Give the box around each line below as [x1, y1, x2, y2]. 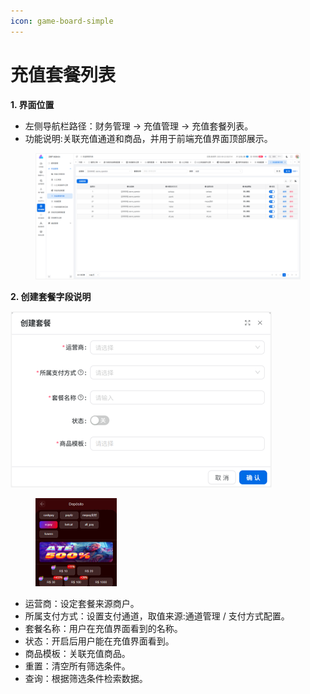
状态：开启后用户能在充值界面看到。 [24, 635, 175, 647]
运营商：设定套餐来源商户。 [24, 598, 140, 610]
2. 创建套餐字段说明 [10, 290, 92, 302]
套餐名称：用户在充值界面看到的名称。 [24, 623, 183, 635]
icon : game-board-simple [10, 16, 114, 26]
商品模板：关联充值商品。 [24, 648, 131, 660]
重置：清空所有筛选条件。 [24, 660, 131, 672]
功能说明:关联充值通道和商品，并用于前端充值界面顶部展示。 [24, 132, 273, 144]
